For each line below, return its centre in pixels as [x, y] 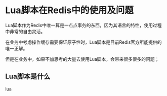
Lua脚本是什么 [28, 77]
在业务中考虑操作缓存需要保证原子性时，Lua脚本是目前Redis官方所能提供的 [83, 42]
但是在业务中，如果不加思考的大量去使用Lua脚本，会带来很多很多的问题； [82, 59]
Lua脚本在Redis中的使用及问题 [70, 10]
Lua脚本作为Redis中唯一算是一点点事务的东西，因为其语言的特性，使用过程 [83, 25]
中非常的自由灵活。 [25, 31]
